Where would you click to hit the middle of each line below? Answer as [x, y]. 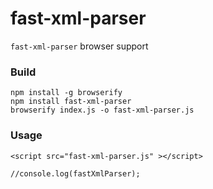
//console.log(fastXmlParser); [75, 173]
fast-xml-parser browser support [79, 46]
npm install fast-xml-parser [71, 102]
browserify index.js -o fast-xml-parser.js [102, 110]
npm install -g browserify [66, 93]
